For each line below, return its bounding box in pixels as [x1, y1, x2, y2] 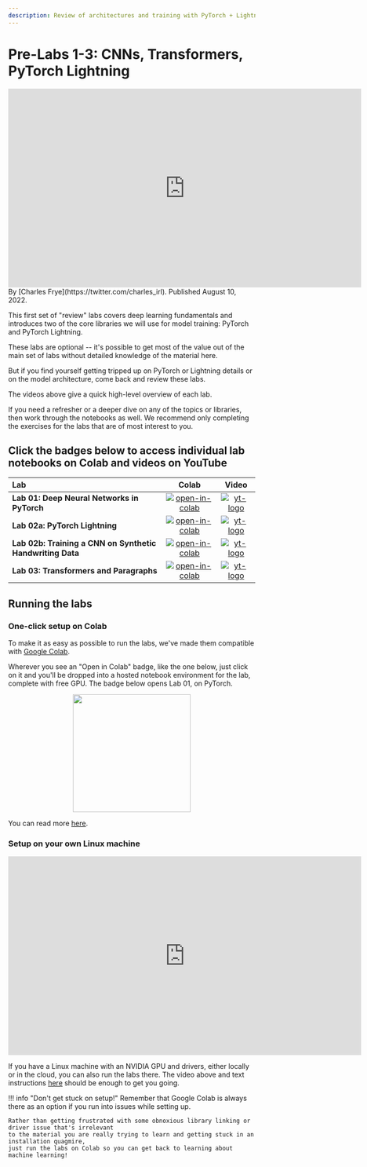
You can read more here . [8, 818, 89, 829]
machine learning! [8, 1151, 68, 1159]
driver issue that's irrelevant [8, 1124, 114, 1132]
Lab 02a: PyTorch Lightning [12, 520, 118, 531]
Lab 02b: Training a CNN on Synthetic [12, 538, 157, 549]
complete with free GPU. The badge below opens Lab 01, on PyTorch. [8, 679, 233, 688]
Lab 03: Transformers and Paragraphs [12, 565, 158, 576]
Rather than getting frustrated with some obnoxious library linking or [8, 1117, 251, 1125]
